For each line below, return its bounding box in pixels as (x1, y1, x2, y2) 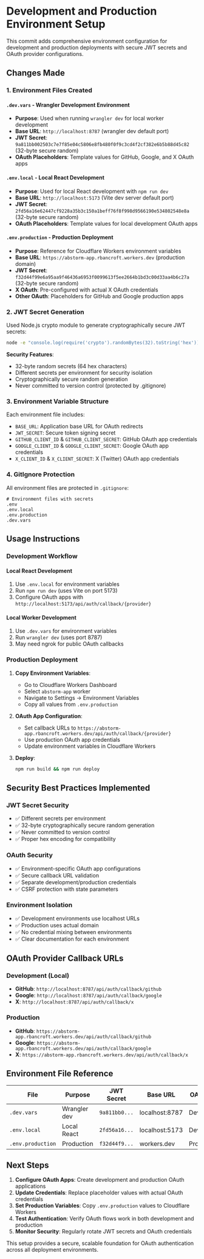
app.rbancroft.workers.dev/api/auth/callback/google (15, 1045, 152, 1051)
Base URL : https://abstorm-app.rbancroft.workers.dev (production (15, 254, 185, 261)
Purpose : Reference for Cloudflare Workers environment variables (15, 247, 182, 254)
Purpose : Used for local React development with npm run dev (15, 187, 169, 195)
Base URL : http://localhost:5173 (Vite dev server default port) (15, 194, 174, 201)
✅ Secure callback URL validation (15, 871, 99, 879)
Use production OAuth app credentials (24, 736, 120, 743)
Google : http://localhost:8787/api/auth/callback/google (15, 992, 162, 999)
